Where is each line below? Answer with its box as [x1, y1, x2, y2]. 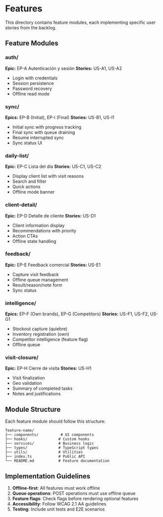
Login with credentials [12, 75, 58, 81]
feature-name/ [5, 428, 35, 433]
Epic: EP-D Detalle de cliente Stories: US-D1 [5, 213, 96, 219]
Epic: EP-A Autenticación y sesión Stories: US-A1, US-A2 [5, 65, 122, 71]
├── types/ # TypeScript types [5, 445, 99, 450]
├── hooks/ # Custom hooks [5, 437, 90, 442]
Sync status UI [12, 140, 43, 146]
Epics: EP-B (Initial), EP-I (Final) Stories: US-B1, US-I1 [5, 114, 115, 120]
